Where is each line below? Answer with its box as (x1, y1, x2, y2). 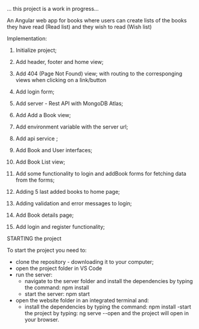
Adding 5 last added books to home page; (15, 188, 120, 195)
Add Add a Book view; (15, 112, 71, 118)
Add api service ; (15, 135, 58, 142)
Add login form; (15, 88, 55, 95)
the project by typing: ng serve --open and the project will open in (24, 310, 189, 316)
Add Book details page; (15, 211, 74, 219)
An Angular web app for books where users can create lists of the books (7, 17, 187, 24)
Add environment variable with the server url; (15, 123, 128, 130)
